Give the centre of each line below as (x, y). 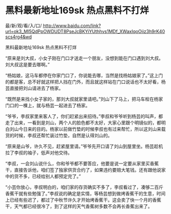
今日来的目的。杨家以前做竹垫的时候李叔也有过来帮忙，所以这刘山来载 (92, 129)
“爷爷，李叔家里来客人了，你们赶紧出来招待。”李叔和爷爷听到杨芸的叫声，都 (84, 116)
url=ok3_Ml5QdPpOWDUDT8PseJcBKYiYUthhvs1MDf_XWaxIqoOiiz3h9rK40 (85, 31)
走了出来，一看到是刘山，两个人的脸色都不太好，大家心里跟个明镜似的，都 (83, 123)
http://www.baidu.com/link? (72, 26)
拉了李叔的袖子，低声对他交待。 (39, 152)
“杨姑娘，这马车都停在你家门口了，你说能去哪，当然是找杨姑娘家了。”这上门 (84, 75)
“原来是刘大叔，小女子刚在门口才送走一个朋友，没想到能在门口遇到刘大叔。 (84, 58)
